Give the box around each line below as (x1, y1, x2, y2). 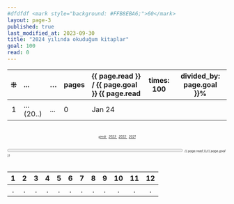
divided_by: (180, 71, 221, 81)
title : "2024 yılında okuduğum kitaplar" (7, 36, 130, 43)
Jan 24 (91, 104, 115, 114)
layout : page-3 (7, 17, 52, 24)
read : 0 (7, 49, 30, 56)
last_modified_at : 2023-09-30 (7, 29, 95, 37)
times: (148, 75, 170, 85)
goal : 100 (7, 42, 36, 49)
